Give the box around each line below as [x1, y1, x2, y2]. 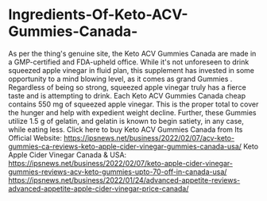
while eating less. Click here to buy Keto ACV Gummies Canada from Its [8, 125, 243, 134]
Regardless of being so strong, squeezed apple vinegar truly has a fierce [8, 82, 246, 92]
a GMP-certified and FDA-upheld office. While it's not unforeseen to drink [8, 57, 250, 67]
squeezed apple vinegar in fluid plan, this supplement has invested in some [8, 65, 254, 75]
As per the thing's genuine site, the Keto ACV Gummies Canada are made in [8, 48, 257, 58]
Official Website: [8, 133, 62, 142]
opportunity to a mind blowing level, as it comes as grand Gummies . [8, 74, 233, 83]
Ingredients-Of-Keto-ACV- [8, 6, 188, 24]
